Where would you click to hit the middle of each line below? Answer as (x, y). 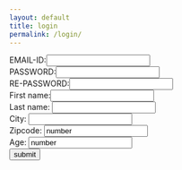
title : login (34, 26)
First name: (30, 96)
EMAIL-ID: (28, 60)
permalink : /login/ (46, 34)
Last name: (30, 107)
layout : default (39, 17)
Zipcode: (26, 131)
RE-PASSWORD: (39, 84)
